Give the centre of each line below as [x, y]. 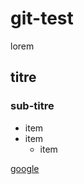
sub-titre [32, 106]
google [25, 168]
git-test [42, 18]
